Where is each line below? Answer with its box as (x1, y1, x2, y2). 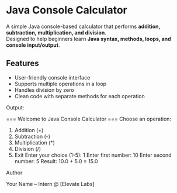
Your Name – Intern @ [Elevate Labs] (6, 180, 95, 187)
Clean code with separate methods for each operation (14, 92, 145, 99)
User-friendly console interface (14, 74, 91, 81)
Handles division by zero (14, 86, 74, 94)
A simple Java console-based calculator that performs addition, (6, 23, 161, 30)
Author (6, 169, 23, 176)
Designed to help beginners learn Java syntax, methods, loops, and (6, 35, 171, 42)
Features (6, 58, 39, 68)
